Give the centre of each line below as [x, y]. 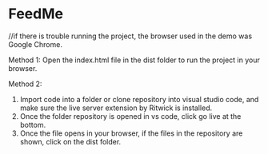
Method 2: [25, 84]
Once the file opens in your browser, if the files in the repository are [131, 133]
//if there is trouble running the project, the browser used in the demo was [130, 36]
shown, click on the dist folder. [70, 141]
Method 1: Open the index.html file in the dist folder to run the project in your [134, 60]
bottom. [33, 124]
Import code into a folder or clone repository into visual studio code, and [139, 99]
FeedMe [36, 14]
